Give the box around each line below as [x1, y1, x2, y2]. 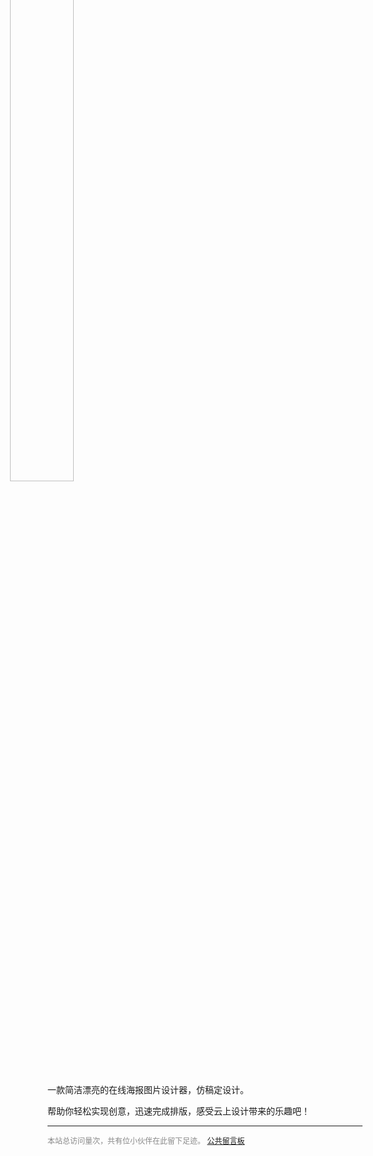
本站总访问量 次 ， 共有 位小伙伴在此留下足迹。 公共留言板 [47, 1136, 245, 1146]
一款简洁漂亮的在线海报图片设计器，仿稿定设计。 [47, 1084, 249, 1095]
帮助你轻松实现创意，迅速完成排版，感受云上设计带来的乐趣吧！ [47, 1105, 310, 1117]
